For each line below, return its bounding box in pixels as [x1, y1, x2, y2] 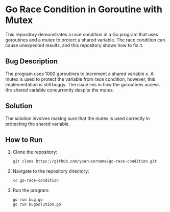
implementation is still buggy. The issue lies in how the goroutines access [5, 81, 160, 87]
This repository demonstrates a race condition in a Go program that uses [5, 31, 158, 37]
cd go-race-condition [12, 178, 59, 183]
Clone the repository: [12, 149, 58, 155]
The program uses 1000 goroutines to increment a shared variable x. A [5, 70, 154, 77]
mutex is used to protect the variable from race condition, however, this [5, 76, 156, 82]
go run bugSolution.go [12, 202, 61, 207]
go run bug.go [12, 197, 43, 202]
